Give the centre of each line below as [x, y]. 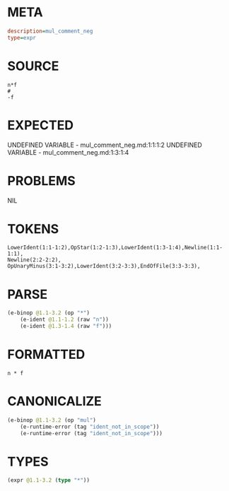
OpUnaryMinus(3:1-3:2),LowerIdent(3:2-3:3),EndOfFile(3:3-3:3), [104, 266]
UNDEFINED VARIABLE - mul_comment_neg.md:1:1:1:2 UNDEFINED [105, 145]
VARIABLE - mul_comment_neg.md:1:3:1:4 [68, 152]
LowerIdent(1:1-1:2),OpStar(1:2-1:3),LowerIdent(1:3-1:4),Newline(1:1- [115, 248]
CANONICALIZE [55, 402]
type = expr [22, 37]
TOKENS [33, 229]
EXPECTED [41, 125]
